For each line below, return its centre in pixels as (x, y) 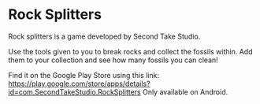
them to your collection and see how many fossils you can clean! (113, 60)
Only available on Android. (185, 91)
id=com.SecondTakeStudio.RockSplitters (74, 91)
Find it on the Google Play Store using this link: (84, 75)
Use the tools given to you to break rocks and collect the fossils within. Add (130, 51)
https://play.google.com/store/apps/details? (80, 84)
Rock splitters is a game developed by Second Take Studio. (104, 36)
